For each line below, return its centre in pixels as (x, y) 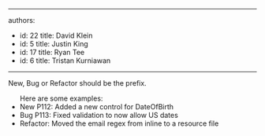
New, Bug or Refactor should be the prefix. (78, 83)
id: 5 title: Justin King (54, 44)
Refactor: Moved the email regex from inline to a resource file (119, 123)
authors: (22, 20)
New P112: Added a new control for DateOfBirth (97, 107)
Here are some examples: (61, 98)
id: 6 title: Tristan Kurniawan (65, 61)
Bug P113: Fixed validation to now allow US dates (99, 115)
